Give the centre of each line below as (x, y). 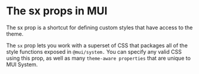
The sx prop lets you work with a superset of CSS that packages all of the (97, 45)
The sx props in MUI (57, 11)
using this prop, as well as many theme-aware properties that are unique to (98, 58)
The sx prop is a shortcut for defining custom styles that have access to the (99, 27)
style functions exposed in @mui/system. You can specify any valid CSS (94, 51)
